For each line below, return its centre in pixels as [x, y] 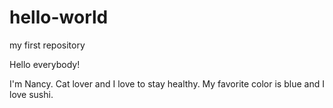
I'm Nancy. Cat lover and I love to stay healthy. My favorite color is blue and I [167, 83]
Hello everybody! [45, 64]
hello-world [59, 17]
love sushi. [31, 94]
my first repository [47, 45]
